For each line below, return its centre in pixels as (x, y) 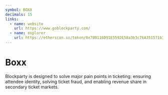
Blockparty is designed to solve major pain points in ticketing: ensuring (78, 76)
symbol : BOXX (19, 10)
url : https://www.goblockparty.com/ (52, 28)
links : (12, 19)
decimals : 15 (19, 14)
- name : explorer (28, 33)
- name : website (26, 24)
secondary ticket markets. (32, 87)
